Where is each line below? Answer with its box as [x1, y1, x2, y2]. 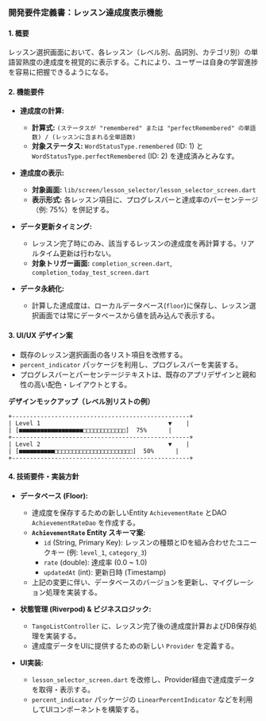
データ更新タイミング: [19, 222, 93, 231]
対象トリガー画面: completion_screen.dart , [31, 258, 172, 268]
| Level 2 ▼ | [8, 440, 191, 448]
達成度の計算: [19, 106, 65, 116]
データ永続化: [19, 284, 65, 293]
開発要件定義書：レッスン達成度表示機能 [8, 6, 163, 17]
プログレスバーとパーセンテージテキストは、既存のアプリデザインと [19, 370, 243, 379]
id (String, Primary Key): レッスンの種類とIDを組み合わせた [43, 537, 237, 547]
